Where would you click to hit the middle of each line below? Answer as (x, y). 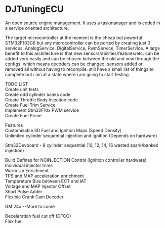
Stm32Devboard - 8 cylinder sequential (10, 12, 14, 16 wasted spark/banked (82, 145)
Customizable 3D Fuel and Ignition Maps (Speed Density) (63, 130)
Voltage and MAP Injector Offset (38, 186)
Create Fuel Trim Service (30, 105)
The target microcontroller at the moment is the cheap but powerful (74, 38)
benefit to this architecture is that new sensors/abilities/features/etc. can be (82, 53)
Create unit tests (22, 89)
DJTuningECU (34, 9)
